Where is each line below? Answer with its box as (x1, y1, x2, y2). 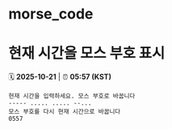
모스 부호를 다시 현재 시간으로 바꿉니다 (8, 108, 121, 116)
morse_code (8, 5, 94, 23)
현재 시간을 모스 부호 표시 (8, 44, 166, 63)
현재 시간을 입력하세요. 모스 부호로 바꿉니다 (8, 92, 136, 101)
